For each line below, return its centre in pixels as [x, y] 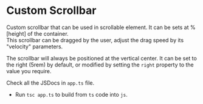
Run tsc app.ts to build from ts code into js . [71, 94]
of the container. [48, 33]
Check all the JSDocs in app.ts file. [50, 83]
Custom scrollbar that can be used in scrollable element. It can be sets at [98, 27]
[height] [16, 33]
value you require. [29, 71]
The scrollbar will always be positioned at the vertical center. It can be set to [102, 58]
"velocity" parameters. [35, 47]
